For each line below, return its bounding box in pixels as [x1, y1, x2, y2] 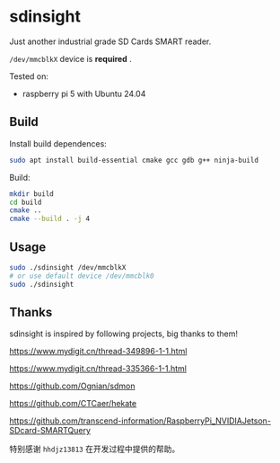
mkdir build [9, 189, 54, 199]
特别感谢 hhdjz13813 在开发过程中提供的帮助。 [9, 443, 180, 455]
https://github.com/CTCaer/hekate [9, 398, 137, 409]
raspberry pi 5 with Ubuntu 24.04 [22, 88, 146, 99]
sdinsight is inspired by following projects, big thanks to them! [9, 328, 238, 339]
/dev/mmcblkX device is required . [9, 53, 132, 64]
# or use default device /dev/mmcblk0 [9, 272, 154, 280]
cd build [9, 198, 42, 207]
